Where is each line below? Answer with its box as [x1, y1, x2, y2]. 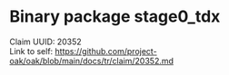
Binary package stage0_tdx [9, 6, 221, 27]
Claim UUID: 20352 [9, 36, 82, 47]
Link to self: [9, 45, 54, 56]
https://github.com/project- [55, 45, 157, 56]
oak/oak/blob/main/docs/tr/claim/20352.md [9, 55, 174, 66]
